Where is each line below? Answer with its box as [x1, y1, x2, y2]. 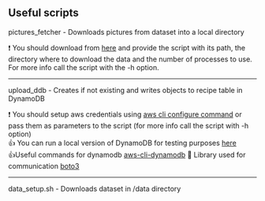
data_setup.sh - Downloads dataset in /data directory [8, 184, 181, 193]
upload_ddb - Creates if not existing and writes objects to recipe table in [8, 85, 243, 95]
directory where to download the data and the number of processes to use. [8, 54, 252, 64]
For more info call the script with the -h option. [8, 62, 159, 72]
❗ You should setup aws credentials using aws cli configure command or [8, 110, 242, 119]
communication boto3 [8, 161, 80, 170]
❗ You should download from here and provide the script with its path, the [8, 43, 246, 52]
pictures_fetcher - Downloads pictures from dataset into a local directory [8, 27, 244, 36]
